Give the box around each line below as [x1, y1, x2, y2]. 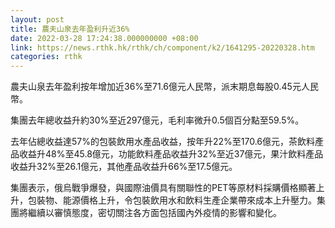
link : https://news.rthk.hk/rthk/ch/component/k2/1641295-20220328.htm [10, 42, 315, 53]
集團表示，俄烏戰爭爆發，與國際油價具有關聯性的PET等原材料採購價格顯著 [10, 182, 317, 194]
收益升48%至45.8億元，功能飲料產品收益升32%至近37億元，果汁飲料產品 [18, 148, 324, 160]
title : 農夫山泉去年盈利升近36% [10, 24, 130, 34]
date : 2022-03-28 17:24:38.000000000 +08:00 [10, 33, 199, 43]
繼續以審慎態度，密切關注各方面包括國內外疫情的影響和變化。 [27, 207, 282, 219]
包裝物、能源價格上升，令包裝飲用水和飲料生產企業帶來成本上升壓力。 [27, 194, 317, 206]
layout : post [10, 14, 65, 25]
